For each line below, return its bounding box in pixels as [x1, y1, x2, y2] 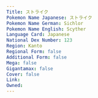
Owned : [6, 83, 23, 89]
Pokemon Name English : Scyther [6, 26, 86, 32]
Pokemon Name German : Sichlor [6, 20, 84, 26]
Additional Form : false [6, 54, 67, 60]
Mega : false [6, 60, 37, 66]
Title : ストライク [6, 9, 49, 15]
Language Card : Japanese [6, 32, 70, 38]
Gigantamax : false [6, 65, 53, 72]
